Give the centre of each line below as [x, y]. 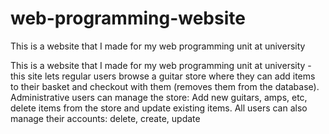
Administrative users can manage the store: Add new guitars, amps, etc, [159, 97]
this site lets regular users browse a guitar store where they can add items [163, 76]
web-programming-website [128, 18]
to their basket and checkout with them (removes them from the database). [165, 86]
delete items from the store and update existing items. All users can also [159, 108]
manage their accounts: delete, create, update [105, 118]
